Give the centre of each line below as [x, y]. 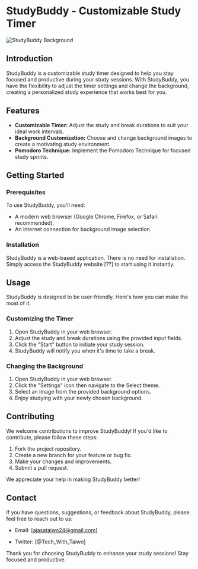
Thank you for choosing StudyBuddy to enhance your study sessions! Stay [97, 553]
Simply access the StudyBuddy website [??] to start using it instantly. [90, 264]
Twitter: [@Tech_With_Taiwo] [50, 542]
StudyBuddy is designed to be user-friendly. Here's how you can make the [97, 297]
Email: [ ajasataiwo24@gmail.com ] [56, 530]
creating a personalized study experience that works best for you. [87, 92]
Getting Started [35, 175]
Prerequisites [26, 192]
